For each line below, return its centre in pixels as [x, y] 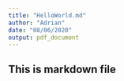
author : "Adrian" [37, 23]
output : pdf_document [44, 37]
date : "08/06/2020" [40, 30]
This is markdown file [62, 69]
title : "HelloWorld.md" [47, 15]
